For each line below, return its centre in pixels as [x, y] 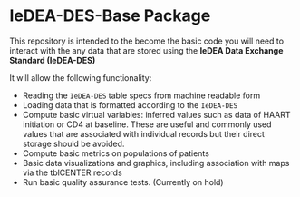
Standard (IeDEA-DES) [53, 60]
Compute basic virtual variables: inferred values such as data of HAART [157, 114]
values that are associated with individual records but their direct [144, 133]
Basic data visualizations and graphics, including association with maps [156, 163]
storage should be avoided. [73, 143]
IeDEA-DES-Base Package [110, 16]
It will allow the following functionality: [81, 77]
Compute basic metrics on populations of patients [116, 153]
